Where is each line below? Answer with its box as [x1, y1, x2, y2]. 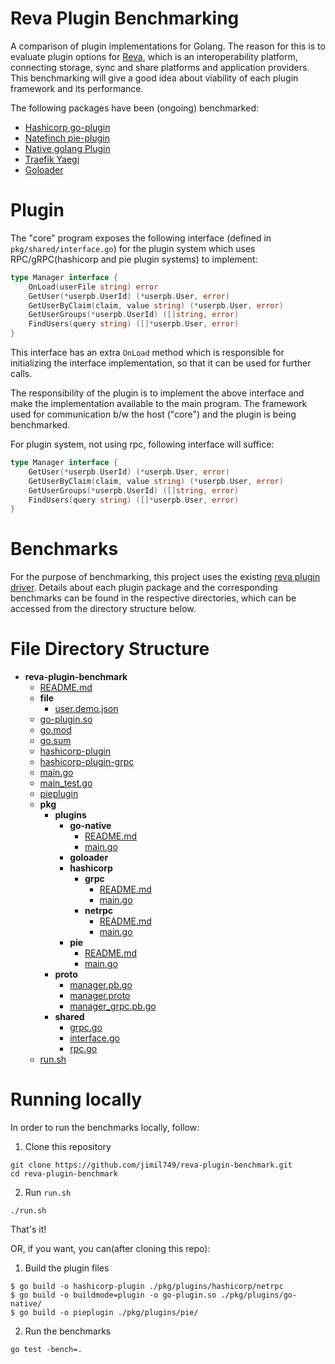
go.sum [39, 735, 72, 747]
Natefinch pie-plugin [24, 132, 110, 144]
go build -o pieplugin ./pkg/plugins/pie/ [19, 1308, 199, 1318]
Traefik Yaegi [24, 153, 80, 165]
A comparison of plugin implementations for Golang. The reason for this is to [10, 40, 326, 52]
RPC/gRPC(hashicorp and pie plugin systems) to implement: [10, 253, 258, 265]
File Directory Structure [10, 638, 210, 661]
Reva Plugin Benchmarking [10, 7, 240, 30]
